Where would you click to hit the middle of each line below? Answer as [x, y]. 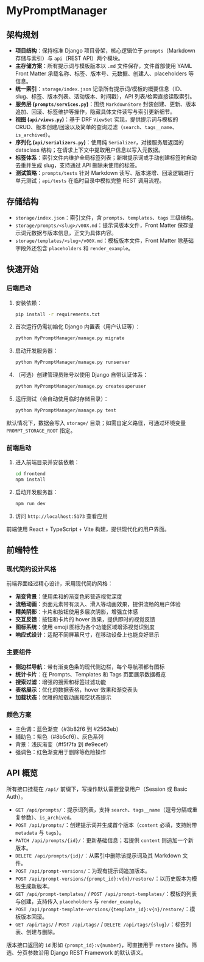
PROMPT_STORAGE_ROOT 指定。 [41, 430]
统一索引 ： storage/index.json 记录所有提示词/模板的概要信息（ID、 [100, 89]
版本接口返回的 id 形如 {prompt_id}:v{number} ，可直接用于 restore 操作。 [99, 945]
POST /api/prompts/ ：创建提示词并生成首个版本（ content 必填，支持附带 [106, 825]
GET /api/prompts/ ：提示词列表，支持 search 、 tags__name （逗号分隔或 [104, 809]
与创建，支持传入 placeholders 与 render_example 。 [79, 901]
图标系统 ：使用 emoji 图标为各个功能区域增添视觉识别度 [85, 627]
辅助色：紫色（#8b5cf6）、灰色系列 [59, 737]
